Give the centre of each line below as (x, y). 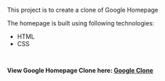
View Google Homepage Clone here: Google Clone (80, 70)
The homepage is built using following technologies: (81, 23)
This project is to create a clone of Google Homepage (83, 10)
